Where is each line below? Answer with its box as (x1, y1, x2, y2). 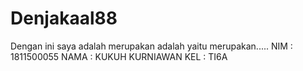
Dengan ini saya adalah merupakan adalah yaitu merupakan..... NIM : (10, 40, 293, 52)
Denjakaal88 (10, 7, 118, 30)
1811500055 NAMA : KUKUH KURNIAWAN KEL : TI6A (10, 50, 228, 62)
